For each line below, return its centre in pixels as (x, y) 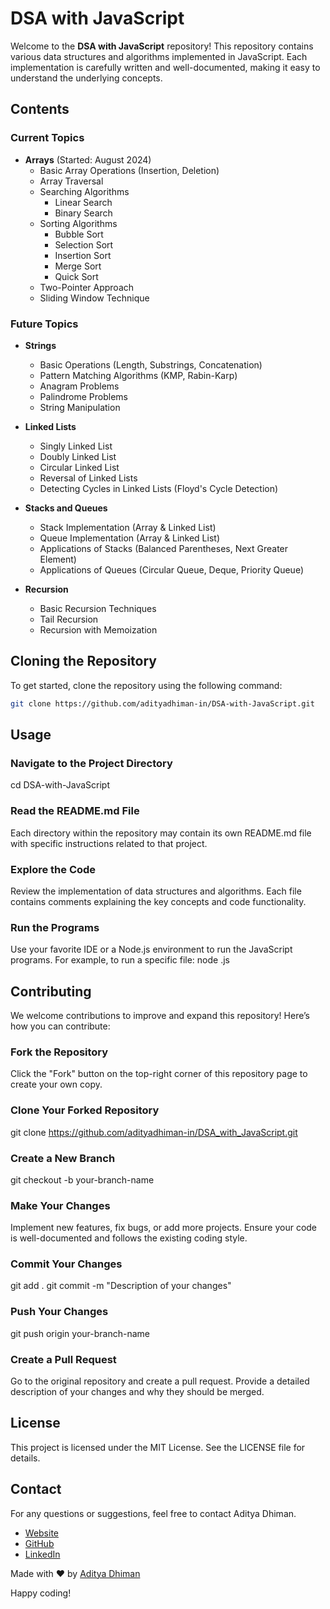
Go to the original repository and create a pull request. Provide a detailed (160, 1381)
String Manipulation (80, 407)
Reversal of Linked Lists (88, 478)
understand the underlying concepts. (86, 78)
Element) (58, 559)
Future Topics (44, 324)
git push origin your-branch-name (80, 1333)
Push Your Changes (59, 1312)
